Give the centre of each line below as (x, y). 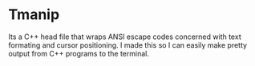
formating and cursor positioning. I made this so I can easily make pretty (127, 45)
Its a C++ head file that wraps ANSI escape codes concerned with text (125, 37)
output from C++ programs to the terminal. (79, 53)
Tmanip (34, 15)
